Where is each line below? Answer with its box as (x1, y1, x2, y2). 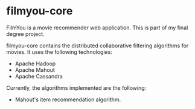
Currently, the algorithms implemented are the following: (6, 84, 147, 91)
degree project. (6, 30, 45, 37)
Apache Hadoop (14, 60, 56, 67)
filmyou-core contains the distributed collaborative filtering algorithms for (6, 42, 189, 49)
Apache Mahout (14, 66, 56, 73)
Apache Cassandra (14, 72, 63, 80)
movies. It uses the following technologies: (6, 48, 113, 55)
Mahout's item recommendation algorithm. (14, 96, 121, 103)
